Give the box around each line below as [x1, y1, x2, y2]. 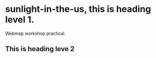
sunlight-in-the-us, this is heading [5, 3, 151, 15]
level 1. [5, 14, 34, 25]
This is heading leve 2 [5, 45, 74, 53]
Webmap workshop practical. [5, 30, 66, 36]
